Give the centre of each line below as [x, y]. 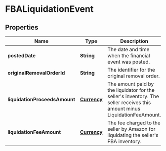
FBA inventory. [124, 141]
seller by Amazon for [131, 129]
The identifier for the [131, 70]
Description [134, 41]
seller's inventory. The [133, 96]
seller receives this [129, 102]
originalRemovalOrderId [36, 73]
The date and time [128, 49]
